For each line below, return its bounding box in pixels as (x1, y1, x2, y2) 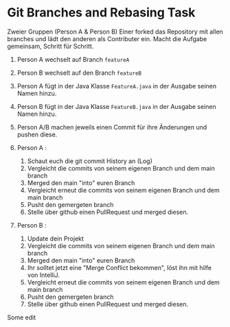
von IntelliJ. (27, 271, 60, 279)
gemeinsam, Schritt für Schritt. (7, 42, 94, 50)
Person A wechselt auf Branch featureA (16, 55, 130, 63)
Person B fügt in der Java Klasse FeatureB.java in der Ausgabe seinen (16, 102, 216, 110)
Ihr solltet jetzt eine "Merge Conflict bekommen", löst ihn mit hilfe (27, 263, 212, 271)
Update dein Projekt (27, 234, 84, 243)
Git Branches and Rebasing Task (7, 5, 196, 21)
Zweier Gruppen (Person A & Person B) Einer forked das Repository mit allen (7, 27, 223, 36)
